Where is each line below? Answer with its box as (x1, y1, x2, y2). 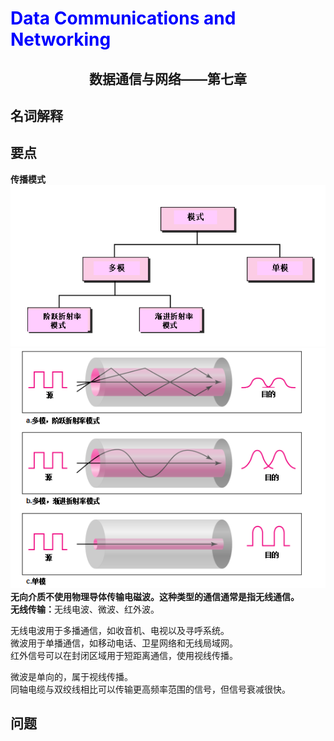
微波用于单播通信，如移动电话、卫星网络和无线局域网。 (10, 637, 238, 649)
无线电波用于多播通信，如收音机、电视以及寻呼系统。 (10, 624, 230, 636)
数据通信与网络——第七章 (89, 70, 247, 87)
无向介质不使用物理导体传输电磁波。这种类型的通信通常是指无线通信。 (10, 590, 300, 602)
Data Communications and (10, 7, 237, 30)
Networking (10, 28, 112, 51)
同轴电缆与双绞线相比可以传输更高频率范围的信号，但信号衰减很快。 (10, 683, 291, 695)
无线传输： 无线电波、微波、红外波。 (10, 603, 160, 615)
